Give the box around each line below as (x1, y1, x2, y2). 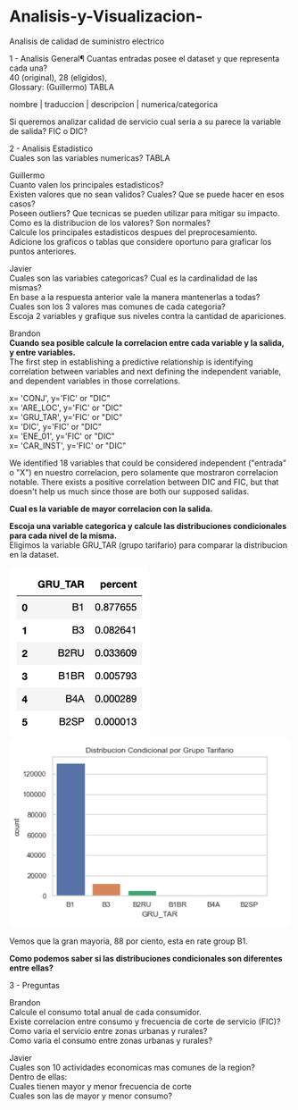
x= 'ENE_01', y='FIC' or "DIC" (9, 431, 116, 441)
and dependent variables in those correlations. (9, 375, 181, 386)
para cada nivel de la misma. (9, 530, 118, 541)
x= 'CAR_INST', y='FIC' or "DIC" (9, 440, 127, 450)
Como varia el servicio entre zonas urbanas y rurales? (9, 1026, 208, 1037)
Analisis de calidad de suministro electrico (9, 36, 165, 46)
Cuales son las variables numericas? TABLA (9, 152, 171, 163)
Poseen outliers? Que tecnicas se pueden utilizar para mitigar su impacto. (9, 207, 280, 218)
